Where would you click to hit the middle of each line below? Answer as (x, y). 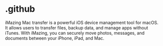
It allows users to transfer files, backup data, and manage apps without (77, 27)
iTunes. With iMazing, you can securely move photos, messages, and (75, 33)
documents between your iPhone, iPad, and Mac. (55, 38)
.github (20, 9)
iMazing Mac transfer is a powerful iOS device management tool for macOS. (82, 23)
